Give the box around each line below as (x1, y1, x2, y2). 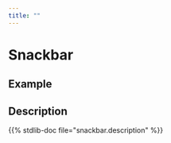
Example (8, 77, 52, 91)
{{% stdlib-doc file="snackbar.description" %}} (8, 126, 164, 135)
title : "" (8, 11, 41, 20)
